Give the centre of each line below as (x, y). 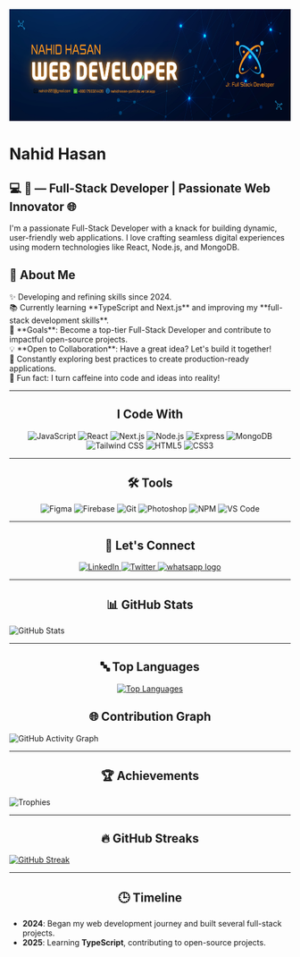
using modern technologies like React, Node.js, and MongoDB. (125, 247)
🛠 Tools (150, 483)
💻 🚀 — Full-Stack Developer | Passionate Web (140, 188)
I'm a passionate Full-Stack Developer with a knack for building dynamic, (143, 228)
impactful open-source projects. (68, 339)
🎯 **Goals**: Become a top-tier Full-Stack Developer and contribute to (140, 329)
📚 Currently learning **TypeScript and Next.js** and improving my (134, 307)
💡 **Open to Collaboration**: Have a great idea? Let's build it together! (141, 349)
